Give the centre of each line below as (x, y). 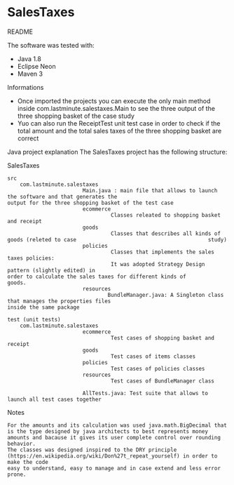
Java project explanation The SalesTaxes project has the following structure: (117, 152)
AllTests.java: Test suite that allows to (145, 393)
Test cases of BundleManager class (163, 381)
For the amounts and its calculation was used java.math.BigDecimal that (117, 425)
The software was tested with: (51, 45)
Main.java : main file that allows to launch (150, 190)
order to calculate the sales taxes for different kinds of (97, 277)
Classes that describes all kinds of (166, 233)
